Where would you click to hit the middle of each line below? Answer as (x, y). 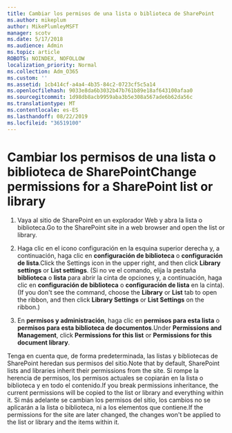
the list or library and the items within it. (63, 422)
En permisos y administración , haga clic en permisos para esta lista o (118, 321)
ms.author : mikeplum (37, 20)
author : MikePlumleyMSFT (43, 26)
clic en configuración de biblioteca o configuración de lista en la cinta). (120, 285)
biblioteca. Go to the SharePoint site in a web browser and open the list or (121, 228)
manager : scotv (29, 33)
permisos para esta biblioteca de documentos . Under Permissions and (119, 328)
